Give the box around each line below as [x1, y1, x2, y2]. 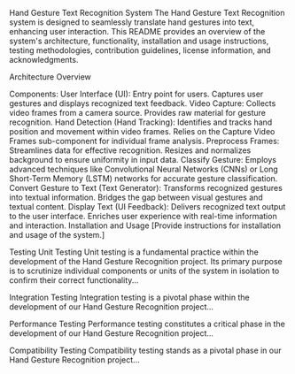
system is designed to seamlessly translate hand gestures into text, [9, 17, 255, 27]
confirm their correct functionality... [9, 275, 139, 286]
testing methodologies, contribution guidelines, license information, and [9, 45, 272, 56]
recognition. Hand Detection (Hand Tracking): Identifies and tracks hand [9, 117, 273, 127]
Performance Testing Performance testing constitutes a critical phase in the [9, 318, 285, 329]
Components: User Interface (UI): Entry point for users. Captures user [9, 88, 264, 99]
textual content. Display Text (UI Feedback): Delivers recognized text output [9, 202, 286, 211]
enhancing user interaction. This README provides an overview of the [9, 27, 266, 36]
